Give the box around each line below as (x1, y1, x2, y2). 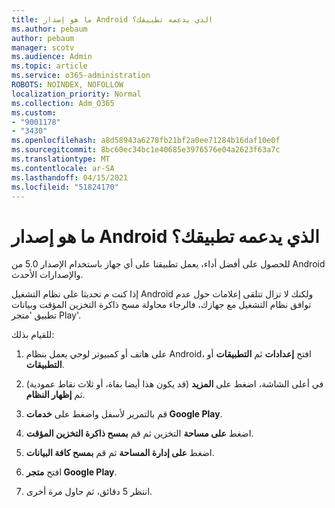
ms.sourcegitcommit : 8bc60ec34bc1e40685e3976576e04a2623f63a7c (11, 145, 281, 155)
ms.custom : (11, 107, 57, 118)
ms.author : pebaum (11, 24, 88, 34)
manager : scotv (11, 42, 75, 53)
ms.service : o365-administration (11, 71, 151, 81)
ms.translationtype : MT (11, 154, 111, 164)
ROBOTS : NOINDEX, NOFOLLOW (11, 80, 124, 90)
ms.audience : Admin (11, 52, 93, 62)
